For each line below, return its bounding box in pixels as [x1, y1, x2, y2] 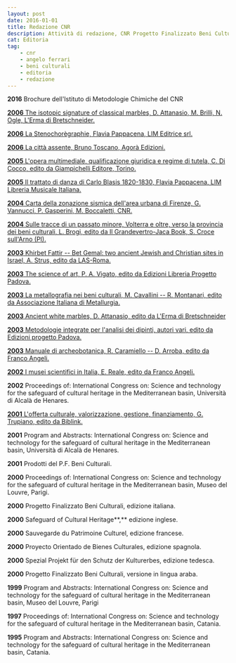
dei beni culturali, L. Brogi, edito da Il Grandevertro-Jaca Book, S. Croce [7, 228, 215, 236]
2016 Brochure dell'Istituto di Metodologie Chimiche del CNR [7, 95, 184, 103]
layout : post [7, 10, 46, 18]
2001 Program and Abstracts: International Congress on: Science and [7, 431, 209, 439]
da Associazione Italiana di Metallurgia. [7, 298, 121, 307]
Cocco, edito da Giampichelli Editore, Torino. [7, 165, 136, 173]
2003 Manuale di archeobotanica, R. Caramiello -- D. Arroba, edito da [7, 347, 209, 355]
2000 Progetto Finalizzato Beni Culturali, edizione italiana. [7, 502, 176, 510]
